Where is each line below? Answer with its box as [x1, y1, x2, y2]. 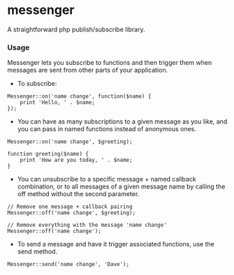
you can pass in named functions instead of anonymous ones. [17, 125, 197, 133]
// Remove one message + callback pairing [7, 203, 133, 211]
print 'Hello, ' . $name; [20, 99, 96, 106]
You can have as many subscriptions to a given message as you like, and [17, 117, 228, 126]
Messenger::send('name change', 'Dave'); [7, 261, 130, 268]
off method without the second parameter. [17, 190, 140, 198]
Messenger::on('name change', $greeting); [7, 138, 133, 145]
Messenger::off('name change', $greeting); [7, 209, 136, 216]
